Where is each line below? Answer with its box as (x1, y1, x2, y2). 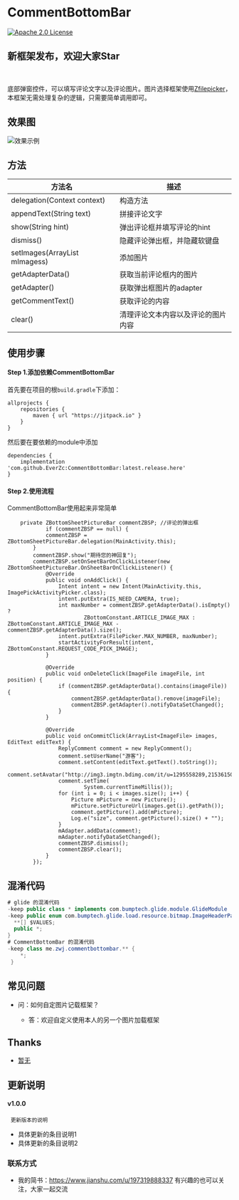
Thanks (7, 1036, 42, 1048)
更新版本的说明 (10, 1116, 48, 1124)
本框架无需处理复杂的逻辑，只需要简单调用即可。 (7, 93, 151, 102)
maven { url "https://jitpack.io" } (33, 412, 142, 419)
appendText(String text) (11, 209, 91, 219)
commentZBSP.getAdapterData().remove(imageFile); (70, 695, 221, 702)
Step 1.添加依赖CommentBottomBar (7, 368, 115, 377)
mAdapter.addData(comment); (58, 828, 142, 835)
